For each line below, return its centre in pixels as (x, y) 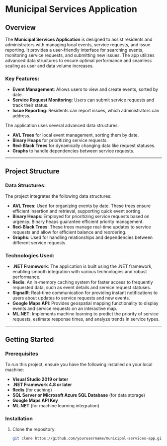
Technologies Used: (30, 255)
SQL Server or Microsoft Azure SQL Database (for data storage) (79, 395)
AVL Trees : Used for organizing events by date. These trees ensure (81, 206)
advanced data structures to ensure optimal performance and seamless (79, 60)
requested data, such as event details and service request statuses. (82, 288)
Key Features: (22, 78)
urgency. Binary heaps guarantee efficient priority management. (78, 222)
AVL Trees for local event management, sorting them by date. (76, 135)
